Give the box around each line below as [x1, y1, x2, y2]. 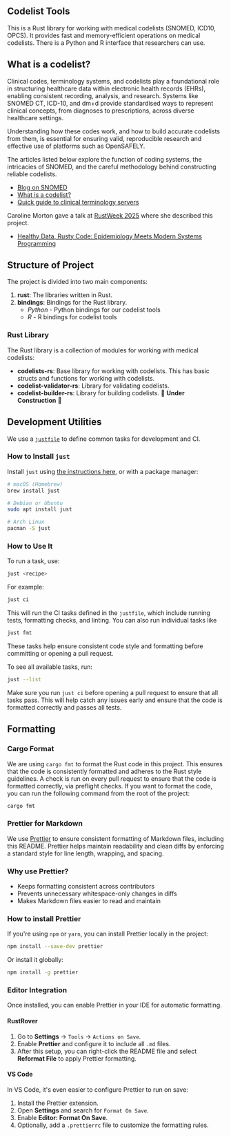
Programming [17, 239, 57, 247]
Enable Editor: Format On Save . [17, 1113, 108, 1121]
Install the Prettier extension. [17, 1099, 99, 1107]
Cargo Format [7, 744, 54, 754]
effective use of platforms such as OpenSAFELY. [7, 142, 145, 150]
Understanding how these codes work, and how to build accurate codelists [7, 127, 221, 135]
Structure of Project [7, 259, 94, 272]
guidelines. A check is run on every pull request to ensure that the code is [7, 774, 217, 783]
